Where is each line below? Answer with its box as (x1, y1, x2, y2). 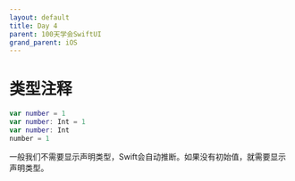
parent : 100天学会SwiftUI (9, 29, 102, 38)
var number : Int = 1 (9, 118, 87, 127)
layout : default (9, 12, 70, 22)
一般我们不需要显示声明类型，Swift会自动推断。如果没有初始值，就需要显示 (9, 151, 287, 161)
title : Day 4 (9, 21, 58, 30)
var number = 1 (9, 109, 66, 119)
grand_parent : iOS (9, 37, 78, 47)
